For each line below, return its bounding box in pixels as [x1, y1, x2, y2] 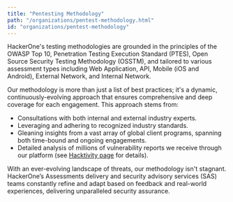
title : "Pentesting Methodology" [7, 10, 105, 17]
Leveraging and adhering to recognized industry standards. [17, 122, 188, 130]
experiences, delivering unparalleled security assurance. [7, 187, 170, 196]
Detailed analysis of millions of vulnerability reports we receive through [17, 144, 222, 152]
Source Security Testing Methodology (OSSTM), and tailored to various [7, 57, 212, 66]
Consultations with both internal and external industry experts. [17, 114, 197, 122]
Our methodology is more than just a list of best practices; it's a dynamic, [7, 85, 218, 94]
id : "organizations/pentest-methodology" [7, 23, 130, 30]
